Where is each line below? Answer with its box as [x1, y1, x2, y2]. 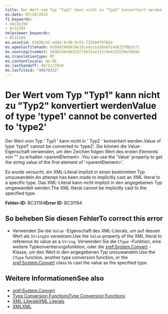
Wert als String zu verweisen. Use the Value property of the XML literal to [12, 233, 162, 239]
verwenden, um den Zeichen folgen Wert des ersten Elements [30, 148, 158, 154]
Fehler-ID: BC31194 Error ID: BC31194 [5, 200, 82, 206]
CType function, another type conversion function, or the [12, 254, 128, 260]
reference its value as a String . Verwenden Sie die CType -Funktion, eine [12, 238, 161, 244]
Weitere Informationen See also [5, 274, 104, 283]
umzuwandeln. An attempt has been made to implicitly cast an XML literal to [5, 174, 160, 180]
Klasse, [12, 249, 28, 255]
